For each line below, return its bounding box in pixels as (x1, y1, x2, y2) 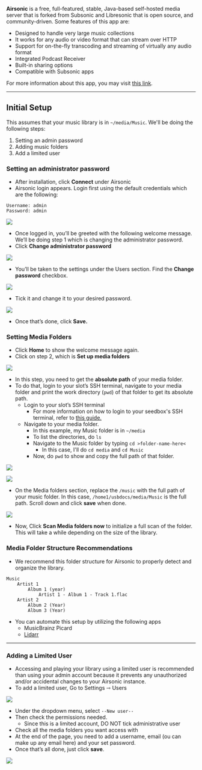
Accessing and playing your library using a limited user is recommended (14, 665, 194, 672)
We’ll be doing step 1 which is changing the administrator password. (14, 236, 183, 243)
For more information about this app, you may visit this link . (6, 79, 153, 87)
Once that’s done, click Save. (14, 318, 88, 325)
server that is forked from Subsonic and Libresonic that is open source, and (6, 11, 194, 19)
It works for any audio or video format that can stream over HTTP (14, 36, 177, 43)
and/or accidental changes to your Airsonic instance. (14, 678, 146, 685)
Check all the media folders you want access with (14, 727, 138, 733)
